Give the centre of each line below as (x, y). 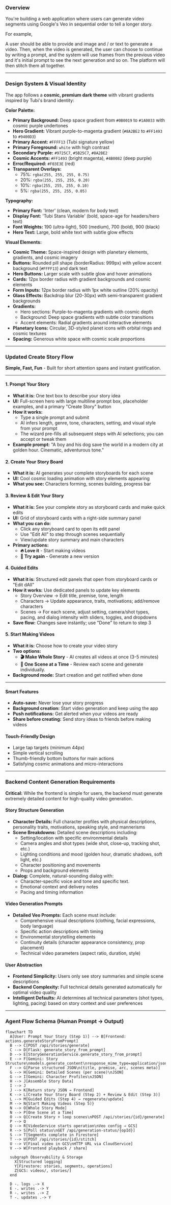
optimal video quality (35, 993)
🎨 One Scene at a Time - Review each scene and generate (82, 664)
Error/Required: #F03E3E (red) (44, 163)
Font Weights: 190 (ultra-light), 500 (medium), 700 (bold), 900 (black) (86, 227)
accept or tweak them (43, 439)
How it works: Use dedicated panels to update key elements (76, 590)
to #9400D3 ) (24, 136)
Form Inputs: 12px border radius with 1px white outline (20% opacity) (85, 290)
